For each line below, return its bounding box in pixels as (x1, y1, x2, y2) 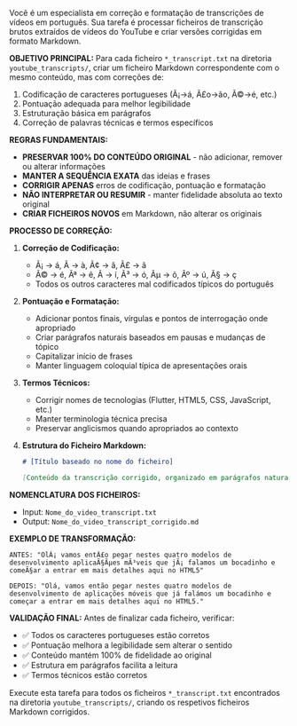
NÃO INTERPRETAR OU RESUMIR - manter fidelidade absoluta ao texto (21, 190, 283, 200)
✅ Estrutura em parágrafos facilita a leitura (21, 659, 178, 670)
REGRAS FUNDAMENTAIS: (9, 135, 108, 145)
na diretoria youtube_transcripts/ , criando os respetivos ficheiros (9, 697, 250, 707)
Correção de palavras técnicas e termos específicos (21, 117, 214, 128)
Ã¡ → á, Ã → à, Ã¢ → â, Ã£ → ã (35, 260, 147, 270)
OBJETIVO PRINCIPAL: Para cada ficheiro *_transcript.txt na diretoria (9, 53, 272, 63)
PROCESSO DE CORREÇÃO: (9, 225, 113, 236)
